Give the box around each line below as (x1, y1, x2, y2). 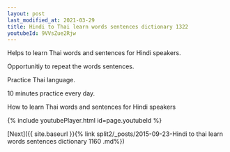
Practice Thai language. (7, 76, 75, 84)
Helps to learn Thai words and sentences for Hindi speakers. (7, 49, 181, 57)
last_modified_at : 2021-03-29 (7, 17, 95, 24)
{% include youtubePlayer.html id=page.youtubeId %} (7, 116, 162, 125)
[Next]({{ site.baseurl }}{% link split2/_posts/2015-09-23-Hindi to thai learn (7, 130, 223, 138)
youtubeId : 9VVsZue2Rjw (7, 29, 77, 37)
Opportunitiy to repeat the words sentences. (7, 62, 135, 70)
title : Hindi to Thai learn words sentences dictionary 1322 (7, 23, 189, 30)
